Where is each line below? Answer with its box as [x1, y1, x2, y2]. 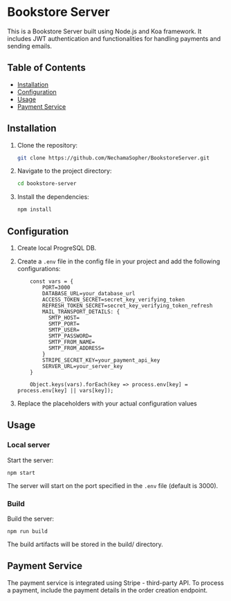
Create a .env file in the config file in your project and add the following [17, 257, 221, 265]
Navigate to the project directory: [17, 167, 112, 175]
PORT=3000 [42, 284, 71, 291]
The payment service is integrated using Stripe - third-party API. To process [7, 578, 224, 586]
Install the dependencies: [17, 193, 90, 201]
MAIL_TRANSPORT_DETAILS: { [42, 308, 120, 315]
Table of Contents [7, 62, 86, 73]
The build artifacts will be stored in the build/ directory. [7, 540, 164, 548]
